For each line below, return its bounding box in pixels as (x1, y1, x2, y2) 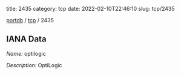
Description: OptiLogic (6, 61, 62, 68)
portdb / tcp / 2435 (6, 17, 54, 23)
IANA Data (6, 34, 47, 44)
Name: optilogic (6, 50, 47, 57)
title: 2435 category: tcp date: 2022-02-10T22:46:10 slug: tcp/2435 (6, 5, 175, 12)
